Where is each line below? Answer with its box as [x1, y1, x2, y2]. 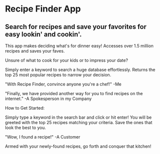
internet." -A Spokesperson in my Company [5, 96, 92, 101]
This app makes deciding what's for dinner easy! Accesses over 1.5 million [5, 43, 154, 49]
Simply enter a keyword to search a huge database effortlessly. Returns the [5, 67, 156, 72]
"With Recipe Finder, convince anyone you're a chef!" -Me [5, 81, 122, 87]
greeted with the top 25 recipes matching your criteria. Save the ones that [5, 120, 153, 125]
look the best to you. [5, 125, 46, 130]
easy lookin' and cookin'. [5, 30, 82, 38]
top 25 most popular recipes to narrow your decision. [5, 72, 112, 78]
